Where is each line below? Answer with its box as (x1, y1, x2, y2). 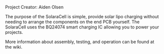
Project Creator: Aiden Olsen (5, 4, 63, 10)
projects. (5, 29, 23, 35)
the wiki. (5, 44, 22, 50)
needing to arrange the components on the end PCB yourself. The (5, 19, 140, 25)
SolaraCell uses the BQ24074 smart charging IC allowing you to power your (5, 24, 160, 30)
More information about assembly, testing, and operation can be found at (5, 39, 155, 45)
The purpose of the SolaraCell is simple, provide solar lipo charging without (5, 14, 159, 19)
